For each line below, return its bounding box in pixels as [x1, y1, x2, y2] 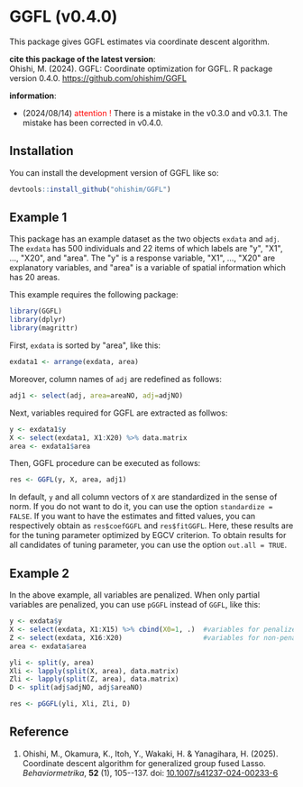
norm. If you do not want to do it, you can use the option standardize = [9, 501, 273, 512]
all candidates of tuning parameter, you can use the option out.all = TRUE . [9, 539, 288, 551]
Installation [9, 143, 74, 159]
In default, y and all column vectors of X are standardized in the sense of [9, 491, 278, 502]
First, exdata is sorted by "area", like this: [9, 340, 161, 351]
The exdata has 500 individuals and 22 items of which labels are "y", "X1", [9, 243, 283, 254]
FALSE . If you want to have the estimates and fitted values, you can [9, 511, 256, 522]
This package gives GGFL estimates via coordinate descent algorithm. [9, 36, 271, 47]
